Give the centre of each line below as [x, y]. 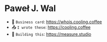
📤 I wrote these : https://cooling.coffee [51, 27]
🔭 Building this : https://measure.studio [51, 34]
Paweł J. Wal [30, 8]
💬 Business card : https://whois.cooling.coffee [57, 22]
